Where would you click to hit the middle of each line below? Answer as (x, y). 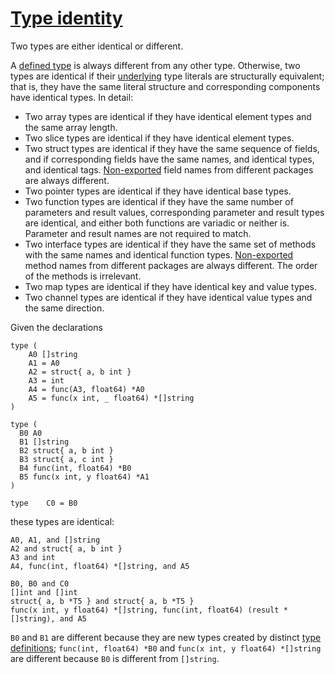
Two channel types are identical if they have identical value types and (168, 297)
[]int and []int (44, 592)
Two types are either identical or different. (97, 46)
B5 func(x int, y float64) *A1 (84, 477)
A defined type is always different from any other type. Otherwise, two (155, 65)
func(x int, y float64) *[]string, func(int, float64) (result (145, 610)
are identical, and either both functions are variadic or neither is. (157, 223)
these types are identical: (62, 521)
